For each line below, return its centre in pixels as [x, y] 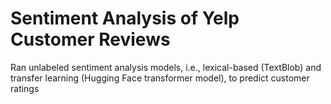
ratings [25, 88]
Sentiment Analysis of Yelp [125, 18]
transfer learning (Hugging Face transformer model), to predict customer [160, 78]
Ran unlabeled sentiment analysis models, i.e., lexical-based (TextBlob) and [166, 67]
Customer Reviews [90, 39]
